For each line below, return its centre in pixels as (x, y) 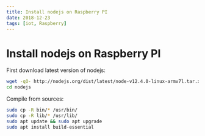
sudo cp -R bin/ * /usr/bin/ (42, 110)
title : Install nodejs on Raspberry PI (57, 12)
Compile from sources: (35, 99)
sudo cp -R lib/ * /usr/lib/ (42, 116)
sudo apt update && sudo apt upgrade (54, 121)
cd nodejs (19, 87)
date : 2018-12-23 (28, 18)
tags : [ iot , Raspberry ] (37, 23)
